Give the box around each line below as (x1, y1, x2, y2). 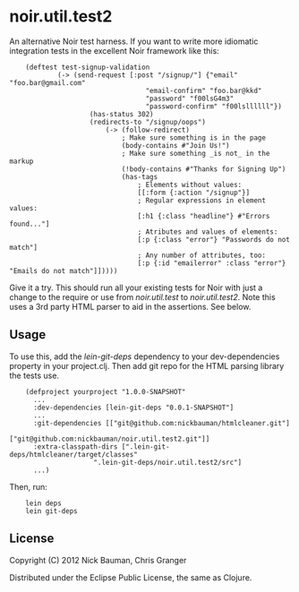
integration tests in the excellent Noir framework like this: (9, 45, 219, 56)
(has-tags (121, 172, 158, 181)
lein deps (25, 499, 63, 508)
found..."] (9, 219, 50, 228)
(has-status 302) (89, 109, 154, 118)
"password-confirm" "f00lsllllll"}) (145, 101, 282, 111)
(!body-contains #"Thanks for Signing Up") (121, 164, 286, 174)
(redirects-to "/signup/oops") (89, 117, 206, 126)
